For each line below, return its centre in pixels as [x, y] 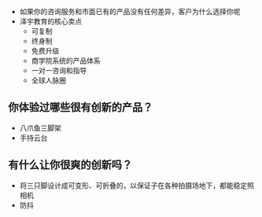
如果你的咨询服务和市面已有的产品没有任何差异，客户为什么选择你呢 [130, 11]
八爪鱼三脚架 [40, 127]
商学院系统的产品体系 [66, 61]
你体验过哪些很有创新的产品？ [81, 107]
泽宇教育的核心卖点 [51, 21]
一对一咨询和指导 [59, 70]
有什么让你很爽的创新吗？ [70, 165]
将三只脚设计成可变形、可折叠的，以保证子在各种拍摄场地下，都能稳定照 [137, 185]
